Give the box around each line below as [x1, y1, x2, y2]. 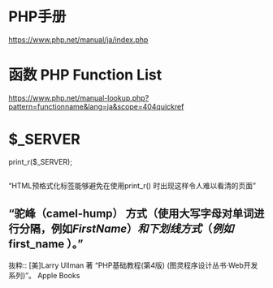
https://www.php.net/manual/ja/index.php [8, 34, 149, 45]
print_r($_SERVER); [8, 157, 73, 166]
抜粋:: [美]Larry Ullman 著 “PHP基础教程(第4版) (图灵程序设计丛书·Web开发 [8, 260, 258, 270]
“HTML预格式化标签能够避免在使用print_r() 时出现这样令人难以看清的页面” [8, 180, 256, 191]
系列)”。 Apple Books [8, 270, 80, 280]
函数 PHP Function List [8, 66, 162, 84]
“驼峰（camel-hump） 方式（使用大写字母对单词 [8, 207, 254, 221]
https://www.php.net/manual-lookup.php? [8, 92, 149, 102]
